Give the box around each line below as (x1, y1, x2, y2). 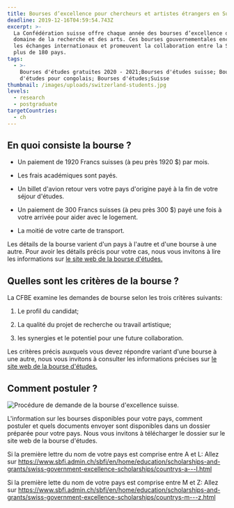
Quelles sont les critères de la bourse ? (7, 275, 180, 287)
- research (13, 95, 45, 102)
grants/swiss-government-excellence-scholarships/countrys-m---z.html (7, 493, 216, 502)
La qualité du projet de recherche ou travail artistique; (17, 321, 172, 329)
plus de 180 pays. (13, 49, 68, 56)
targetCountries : (7, 107, 58, 114)
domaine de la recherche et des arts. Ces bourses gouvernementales (13, 36, 217, 43)
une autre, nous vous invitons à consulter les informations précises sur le (7, 355, 217, 363)
